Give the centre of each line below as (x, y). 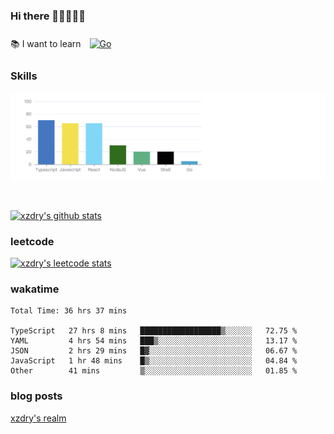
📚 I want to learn (46, 44)
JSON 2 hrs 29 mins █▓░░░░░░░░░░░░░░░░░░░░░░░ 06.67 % (154, 351)
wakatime (35, 289)
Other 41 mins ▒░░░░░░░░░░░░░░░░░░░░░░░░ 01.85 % (154, 371)
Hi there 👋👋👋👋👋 (48, 16)
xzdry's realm (38, 418)
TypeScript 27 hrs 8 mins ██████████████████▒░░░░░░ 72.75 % (154, 331)
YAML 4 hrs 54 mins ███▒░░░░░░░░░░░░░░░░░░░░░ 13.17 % (154, 341)
